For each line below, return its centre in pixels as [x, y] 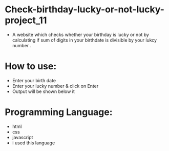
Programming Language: [59, 112]
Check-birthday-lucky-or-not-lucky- [84, 10]
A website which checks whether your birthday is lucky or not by [81, 34]
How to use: [31, 67]
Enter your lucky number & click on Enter [55, 86]
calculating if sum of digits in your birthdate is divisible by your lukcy [84, 40]
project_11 [26, 20]
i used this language [34, 143]
